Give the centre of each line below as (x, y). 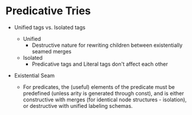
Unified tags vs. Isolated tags (50, 27)
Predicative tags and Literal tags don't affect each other (100, 64)
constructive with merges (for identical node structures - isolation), (105, 100)
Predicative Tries (48, 11)
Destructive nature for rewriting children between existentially (107, 45)
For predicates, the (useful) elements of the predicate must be (99, 87)
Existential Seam (34, 75)
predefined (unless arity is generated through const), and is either (103, 93)
